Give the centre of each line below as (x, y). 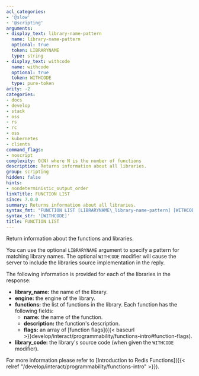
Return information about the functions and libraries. (70, 238)
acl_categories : (26, 12)
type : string (28, 56)
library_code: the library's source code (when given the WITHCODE (94, 342)
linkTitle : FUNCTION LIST (38, 194)
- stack (16, 111)
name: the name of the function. (63, 317)
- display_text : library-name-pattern (54, 34)
